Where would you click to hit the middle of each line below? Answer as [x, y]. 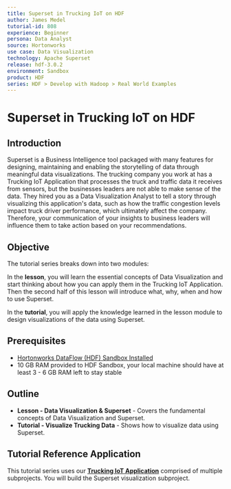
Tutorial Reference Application [74, 454]
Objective [29, 247]
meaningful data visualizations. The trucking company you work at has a [110, 174]
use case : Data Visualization [51, 52]
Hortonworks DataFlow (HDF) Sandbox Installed [85, 358]
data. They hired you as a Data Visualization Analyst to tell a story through [112, 196]
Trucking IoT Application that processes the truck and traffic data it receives [115, 182]
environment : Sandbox [38, 71]
